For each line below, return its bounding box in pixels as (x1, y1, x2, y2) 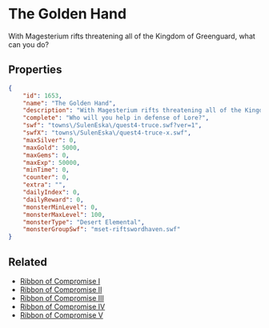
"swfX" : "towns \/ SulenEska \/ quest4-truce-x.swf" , (22, 129, 192, 137)
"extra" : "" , (22, 181, 66, 189)
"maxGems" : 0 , (22, 151, 70, 159)
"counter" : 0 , (22, 174, 70, 182)
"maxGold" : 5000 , (22, 143, 81, 152)
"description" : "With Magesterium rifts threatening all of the (22, 106, 242, 114)
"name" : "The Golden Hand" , (22, 99, 116, 107)
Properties (8, 63, 62, 77)
